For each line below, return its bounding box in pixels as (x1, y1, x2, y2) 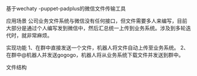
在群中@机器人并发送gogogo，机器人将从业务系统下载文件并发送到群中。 (6, 52, 184, 58)
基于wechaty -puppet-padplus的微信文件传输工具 (6, 5, 126, 12)
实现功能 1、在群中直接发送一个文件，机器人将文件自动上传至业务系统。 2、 (6, 44, 189, 51)
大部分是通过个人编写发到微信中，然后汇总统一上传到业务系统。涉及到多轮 (6, 25, 186, 31)
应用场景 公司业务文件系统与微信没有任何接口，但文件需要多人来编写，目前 (6, 17, 188, 24)
